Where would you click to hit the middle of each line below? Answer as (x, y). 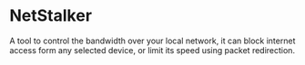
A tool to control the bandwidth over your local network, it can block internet (152, 41)
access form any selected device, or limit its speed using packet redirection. (152, 50)
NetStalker (51, 16)
